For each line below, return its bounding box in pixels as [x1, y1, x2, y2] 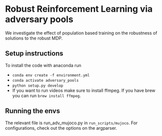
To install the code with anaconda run [5, 62, 82, 68]
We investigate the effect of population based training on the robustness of [5, 30, 158, 36]
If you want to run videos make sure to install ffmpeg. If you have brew [12, 87, 156, 93]
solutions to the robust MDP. [5, 35, 63, 41]
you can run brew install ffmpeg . [12, 92, 81, 98]
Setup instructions [5, 49, 64, 58]
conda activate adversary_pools [12, 78, 79, 83]
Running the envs [5, 107, 60, 115]
